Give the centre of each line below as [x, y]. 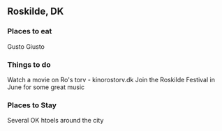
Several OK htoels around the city [55, 121]
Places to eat [30, 31]
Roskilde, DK [36, 11]
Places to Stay [32, 105]
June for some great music [46, 87]
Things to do [29, 64]
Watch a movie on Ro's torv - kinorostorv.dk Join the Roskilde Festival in [111, 79]
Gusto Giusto [26, 46]
